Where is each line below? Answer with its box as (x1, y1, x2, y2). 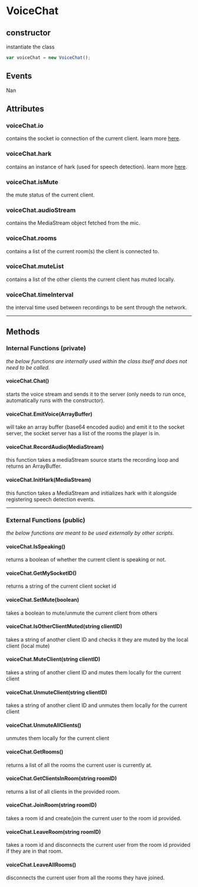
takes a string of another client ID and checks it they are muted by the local (6, 636, 189, 643)
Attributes (6, 104, 44, 114)
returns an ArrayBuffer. (6, 462, 62, 470)
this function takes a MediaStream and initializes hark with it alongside (6, 489, 177, 497)
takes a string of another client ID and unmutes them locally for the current (6, 702, 187, 709)
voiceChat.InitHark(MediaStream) (6, 477, 91, 484)
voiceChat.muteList (6, 262, 64, 270)
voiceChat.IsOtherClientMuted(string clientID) (6, 623, 123, 630)
